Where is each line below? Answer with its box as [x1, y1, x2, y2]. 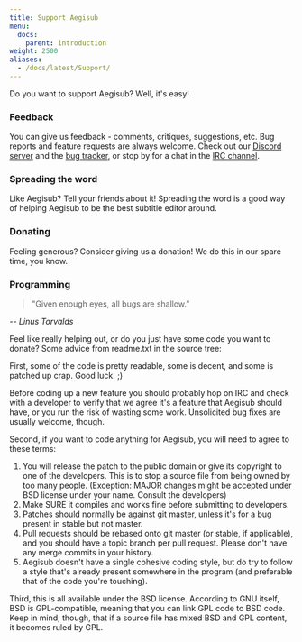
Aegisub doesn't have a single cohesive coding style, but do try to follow [22, 556, 293, 568]
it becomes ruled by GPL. [9, 622, 104, 633]
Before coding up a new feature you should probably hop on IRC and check [9, 388, 290, 399]
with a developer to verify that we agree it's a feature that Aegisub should [9, 398, 282, 408]
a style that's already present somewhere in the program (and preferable [22, 566, 293, 577]
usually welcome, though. [9, 417, 105, 427]
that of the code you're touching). [22, 576, 148, 587]
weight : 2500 [9, 47, 59, 56]
